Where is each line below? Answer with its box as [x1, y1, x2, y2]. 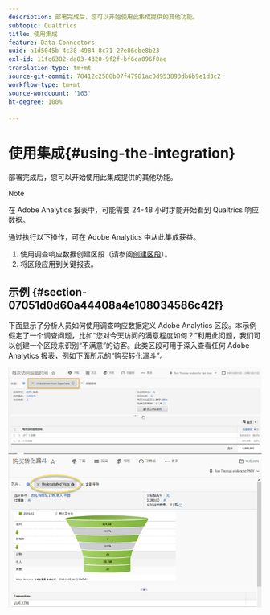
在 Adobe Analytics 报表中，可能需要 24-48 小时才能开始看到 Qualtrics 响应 [8, 205, 260, 215]
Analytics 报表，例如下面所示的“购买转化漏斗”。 [8, 351, 167, 360]
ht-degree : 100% [8, 97, 63, 106]
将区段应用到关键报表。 [19, 260, 98, 269]
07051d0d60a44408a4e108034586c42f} [8, 298, 224, 312]
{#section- [31, 285, 88, 299]
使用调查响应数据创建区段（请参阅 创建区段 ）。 [19, 249, 172, 259]
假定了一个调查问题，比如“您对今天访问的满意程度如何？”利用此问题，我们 [8, 330, 255, 340]
